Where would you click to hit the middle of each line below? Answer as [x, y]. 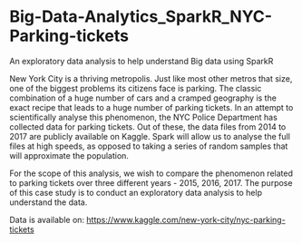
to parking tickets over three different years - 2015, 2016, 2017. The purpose [151, 182]
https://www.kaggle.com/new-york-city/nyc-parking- [185, 219]
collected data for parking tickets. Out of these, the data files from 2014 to [148, 126]
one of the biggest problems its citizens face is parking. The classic [136, 88]
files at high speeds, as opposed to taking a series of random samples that [149, 146]
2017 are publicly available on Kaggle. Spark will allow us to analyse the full [150, 136]
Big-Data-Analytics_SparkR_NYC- [141, 17]
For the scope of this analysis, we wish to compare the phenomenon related [151, 173]
